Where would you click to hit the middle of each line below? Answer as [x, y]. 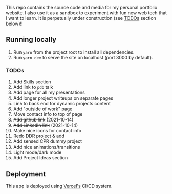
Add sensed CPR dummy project [48, 141]
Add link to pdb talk [33, 87]
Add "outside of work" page [43, 109]
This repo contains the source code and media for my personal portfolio [82, 7]
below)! [14, 23]
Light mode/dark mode [37, 152]
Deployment [26, 174]
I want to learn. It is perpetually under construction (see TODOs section [81, 18]
